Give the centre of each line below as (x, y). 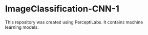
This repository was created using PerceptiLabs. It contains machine (74, 22)
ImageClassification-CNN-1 (62, 9)
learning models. (22, 27)
